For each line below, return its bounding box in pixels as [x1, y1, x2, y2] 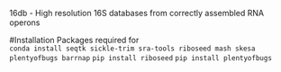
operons [9, 17, 41, 28]
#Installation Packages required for [9, 35, 140, 45]
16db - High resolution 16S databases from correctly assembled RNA [9, 8, 265, 18]
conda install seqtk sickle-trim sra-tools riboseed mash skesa [9, 44, 256, 53]
